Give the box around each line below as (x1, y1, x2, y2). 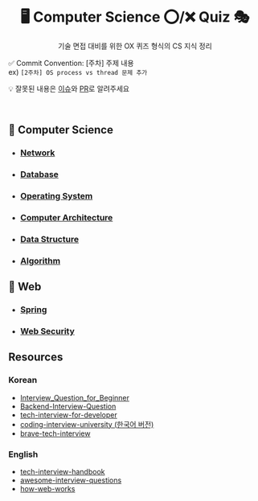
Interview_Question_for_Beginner (19, 392, 130, 402)
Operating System (19, 191, 93, 202)
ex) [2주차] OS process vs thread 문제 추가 (8, 67, 148, 76)
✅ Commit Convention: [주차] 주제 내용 (8, 58, 134, 68)
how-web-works (19, 484, 76, 494)
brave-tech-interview (19, 429, 91, 438)
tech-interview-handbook (19, 467, 105, 477)
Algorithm (19, 255, 61, 266)
